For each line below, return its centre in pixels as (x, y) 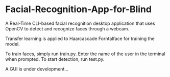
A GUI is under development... (37, 69)
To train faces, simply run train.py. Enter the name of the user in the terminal (85, 54)
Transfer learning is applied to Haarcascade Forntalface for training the (80, 38)
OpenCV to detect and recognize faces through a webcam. (67, 28)
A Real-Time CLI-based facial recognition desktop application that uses (80, 23)
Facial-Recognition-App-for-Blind (79, 9)
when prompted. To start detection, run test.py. (55, 59)
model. (13, 44)
